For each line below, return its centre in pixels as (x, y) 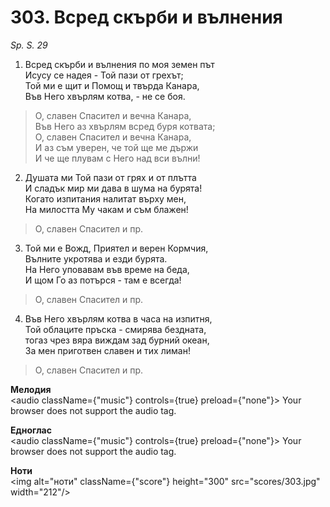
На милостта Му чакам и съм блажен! (106, 209)
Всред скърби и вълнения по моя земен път (119, 64)
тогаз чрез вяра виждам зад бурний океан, (117, 340)
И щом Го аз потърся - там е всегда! (103, 280)
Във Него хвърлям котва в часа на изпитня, (118, 318)
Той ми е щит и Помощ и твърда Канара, (112, 85)
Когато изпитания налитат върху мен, (105, 198)
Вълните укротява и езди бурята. (96, 258)
